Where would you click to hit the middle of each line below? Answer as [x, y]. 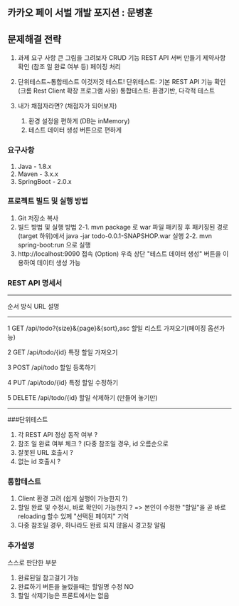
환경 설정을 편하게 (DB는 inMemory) [79, 121]
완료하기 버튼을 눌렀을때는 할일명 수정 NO [75, 586]
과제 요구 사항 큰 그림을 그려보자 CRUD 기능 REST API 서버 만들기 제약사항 [122, 58]
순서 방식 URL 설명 [33, 307]
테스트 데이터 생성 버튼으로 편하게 [75, 130]
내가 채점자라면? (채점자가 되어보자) [67, 106]
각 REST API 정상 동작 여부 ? [58, 435]
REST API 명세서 [35, 282]
